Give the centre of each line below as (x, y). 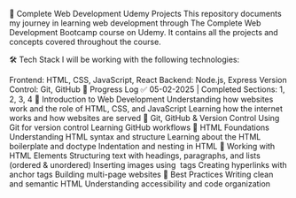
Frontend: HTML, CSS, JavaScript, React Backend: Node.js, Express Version (148, 80)
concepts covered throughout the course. (85, 42)
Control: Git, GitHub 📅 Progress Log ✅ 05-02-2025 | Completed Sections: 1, (147, 89)
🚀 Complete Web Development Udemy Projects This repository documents (145, 14)
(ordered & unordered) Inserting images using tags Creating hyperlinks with (148, 165)
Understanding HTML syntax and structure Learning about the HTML (135, 137)
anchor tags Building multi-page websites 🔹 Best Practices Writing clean (141, 174)
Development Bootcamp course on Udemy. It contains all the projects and (144, 32)
